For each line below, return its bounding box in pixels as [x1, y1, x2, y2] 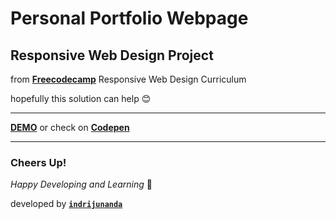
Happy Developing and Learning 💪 [10, 178, 153, 191]
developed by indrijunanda [10, 198, 123, 210]
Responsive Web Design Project [10, 47, 214, 64]
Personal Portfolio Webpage [10, 7, 249, 30]
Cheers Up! [10, 155, 67, 169]
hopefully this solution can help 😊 [10, 93, 152, 104]
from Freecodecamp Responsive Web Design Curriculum [10, 73, 247, 85]
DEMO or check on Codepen [10, 122, 130, 133]
